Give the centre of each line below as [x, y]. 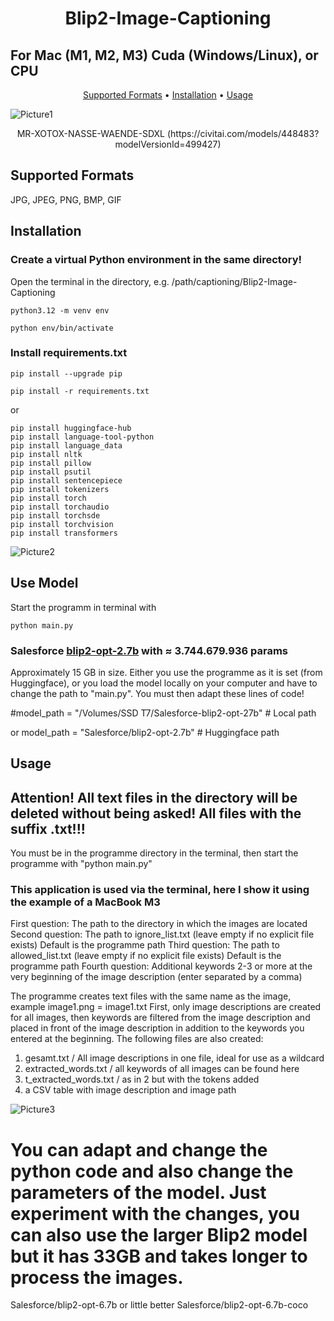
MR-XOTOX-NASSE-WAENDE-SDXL [90, 133]
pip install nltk [46, 454]
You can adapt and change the [139, 1149]
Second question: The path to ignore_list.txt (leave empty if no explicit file [162, 934]
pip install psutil [51, 472]
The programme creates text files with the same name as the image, [151, 996]
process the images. [97, 1277]
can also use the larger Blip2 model [159, 1234]
